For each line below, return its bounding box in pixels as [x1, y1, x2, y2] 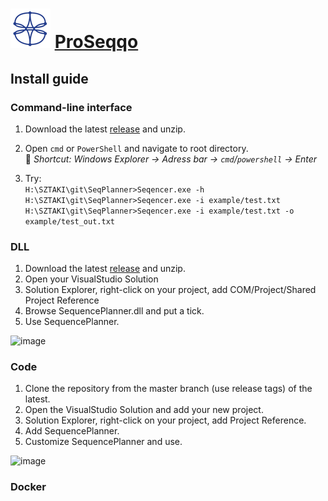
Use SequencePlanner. [24, 316, 120, 328]
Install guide [10, 70, 89, 87]
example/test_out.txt [24, 216, 115, 227]
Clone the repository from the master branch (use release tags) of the [24, 383, 313, 395]
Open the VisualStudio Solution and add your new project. [24, 404, 264, 416]
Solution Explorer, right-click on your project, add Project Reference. [24, 414, 307, 427]
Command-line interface [10, 100, 133, 114]
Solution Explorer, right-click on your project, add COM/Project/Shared [24, 284, 317, 296]
